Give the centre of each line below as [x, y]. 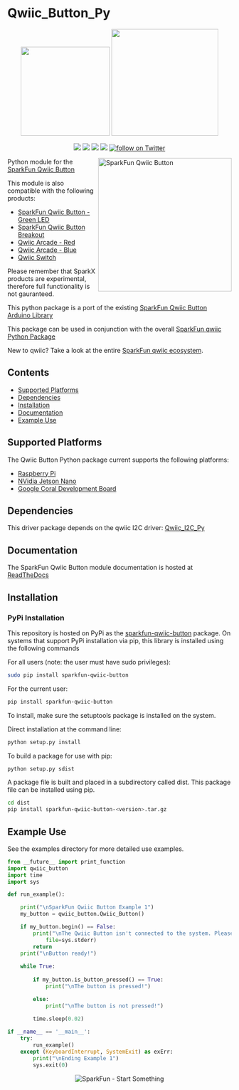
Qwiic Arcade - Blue [47, 250]
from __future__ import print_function [67, 862]
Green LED [33, 219]
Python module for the [40, 162]
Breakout [31, 234]
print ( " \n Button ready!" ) [59, 953]
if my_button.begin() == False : [68, 927]
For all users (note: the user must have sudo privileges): [89, 662]
